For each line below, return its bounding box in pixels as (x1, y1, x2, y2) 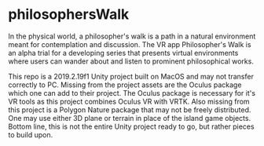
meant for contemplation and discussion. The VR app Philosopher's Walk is (8, 39, 251, 49)
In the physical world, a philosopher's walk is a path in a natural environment (8, 31, 256, 41)
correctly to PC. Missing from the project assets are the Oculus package (8, 80, 242, 89)
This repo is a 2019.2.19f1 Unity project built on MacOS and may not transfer (8, 71, 254, 81)
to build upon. (8, 130, 53, 139)
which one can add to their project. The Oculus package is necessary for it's (8, 88, 256, 97)
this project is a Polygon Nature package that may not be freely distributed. (8, 104, 251, 115)
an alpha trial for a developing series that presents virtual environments (8, 48, 239, 57)
